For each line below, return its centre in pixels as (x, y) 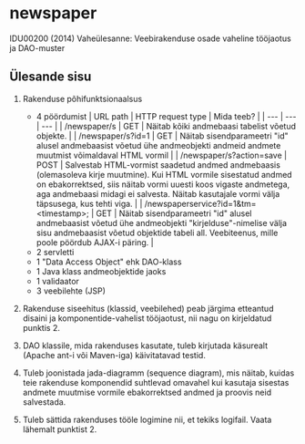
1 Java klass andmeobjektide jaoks (101, 271)
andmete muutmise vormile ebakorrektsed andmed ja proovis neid (147, 392)
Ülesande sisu (51, 77)
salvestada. (44, 402)
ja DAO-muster (37, 47)
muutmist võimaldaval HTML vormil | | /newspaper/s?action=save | (162, 155)
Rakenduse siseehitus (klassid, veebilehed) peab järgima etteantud (148, 308)
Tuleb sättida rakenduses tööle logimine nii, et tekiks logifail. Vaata (147, 419)
